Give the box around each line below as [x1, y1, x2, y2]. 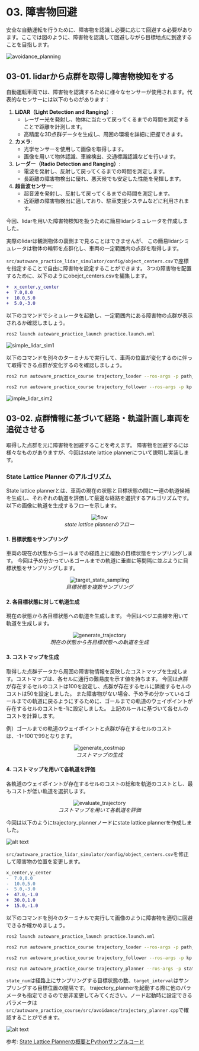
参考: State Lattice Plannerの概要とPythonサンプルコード [6, 1038, 145, 1045]
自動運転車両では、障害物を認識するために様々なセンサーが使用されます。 [6, 88, 188, 95]
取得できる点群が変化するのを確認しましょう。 [11, 362, 126, 369]
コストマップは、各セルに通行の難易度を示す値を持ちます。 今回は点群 [15, 675, 188, 682]
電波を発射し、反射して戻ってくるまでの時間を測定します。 [23, 167, 168, 175]
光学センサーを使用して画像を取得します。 [23, 145, 127, 152]
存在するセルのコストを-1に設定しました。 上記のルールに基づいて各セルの [6, 705, 188, 712]
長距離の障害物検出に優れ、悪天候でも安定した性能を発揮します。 [23, 175, 185, 182]
